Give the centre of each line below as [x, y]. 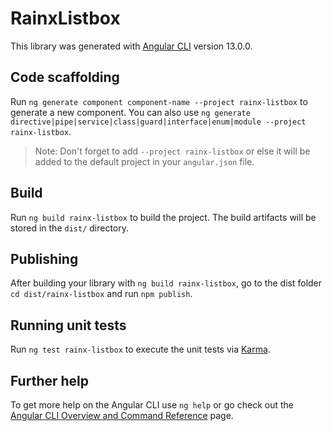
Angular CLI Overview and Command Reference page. [122, 415]
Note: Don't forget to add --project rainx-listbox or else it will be [172, 151]
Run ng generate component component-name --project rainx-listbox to [159, 101]
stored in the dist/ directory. [70, 228]
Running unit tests [68, 325]
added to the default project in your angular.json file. [144, 161]
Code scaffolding [65, 77]
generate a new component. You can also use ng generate [130, 112]
